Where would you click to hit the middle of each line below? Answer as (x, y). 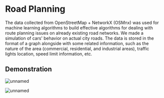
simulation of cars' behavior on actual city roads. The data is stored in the (80, 38)
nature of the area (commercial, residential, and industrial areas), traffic (77, 49)
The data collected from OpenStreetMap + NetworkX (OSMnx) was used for (82, 23)
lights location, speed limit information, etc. (49, 54)
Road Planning (35, 9)
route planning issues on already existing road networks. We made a (74, 33)
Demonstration (29, 69)
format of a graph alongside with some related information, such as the (77, 43)
